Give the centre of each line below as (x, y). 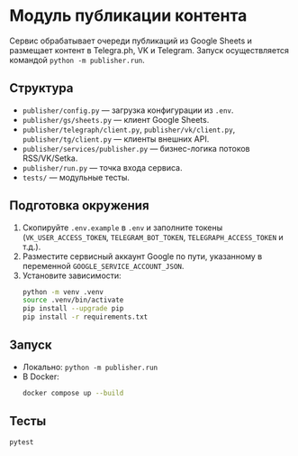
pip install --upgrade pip (73, 309)
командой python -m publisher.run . (77, 60)
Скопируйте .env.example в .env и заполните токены (122, 228)
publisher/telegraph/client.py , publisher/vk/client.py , (129, 129)
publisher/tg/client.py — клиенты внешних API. (116, 139)
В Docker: (41, 377)
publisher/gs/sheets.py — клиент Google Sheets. (116, 119)
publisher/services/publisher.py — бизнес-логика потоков (136, 148)
